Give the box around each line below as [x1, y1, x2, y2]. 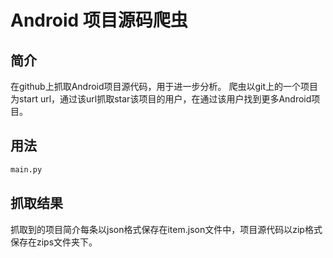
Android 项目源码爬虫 [10, 9, 188, 32]
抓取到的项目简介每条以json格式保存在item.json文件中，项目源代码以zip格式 [10, 223, 323, 235]
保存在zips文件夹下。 [10, 236, 98, 248]
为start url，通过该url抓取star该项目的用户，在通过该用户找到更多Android [10, 93, 312, 105]
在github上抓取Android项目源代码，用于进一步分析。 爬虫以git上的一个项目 [10, 81, 319, 92]
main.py [10, 164, 43, 175]
